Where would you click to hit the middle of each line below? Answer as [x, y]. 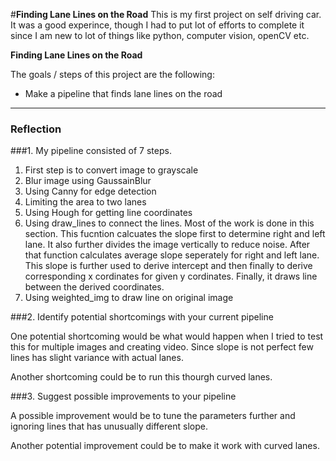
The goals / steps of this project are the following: [112, 74]
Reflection [36, 129]
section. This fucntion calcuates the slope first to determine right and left [175, 234]
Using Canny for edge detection [90, 191]
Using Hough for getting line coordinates [108, 213]
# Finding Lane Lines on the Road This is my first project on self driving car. [166, 14]
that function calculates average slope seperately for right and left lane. [172, 255]
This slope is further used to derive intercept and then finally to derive [168, 266]
